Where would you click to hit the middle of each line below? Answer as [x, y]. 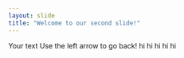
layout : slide [32, 15]
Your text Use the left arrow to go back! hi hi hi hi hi [92, 45]
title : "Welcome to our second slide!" [74, 23]
